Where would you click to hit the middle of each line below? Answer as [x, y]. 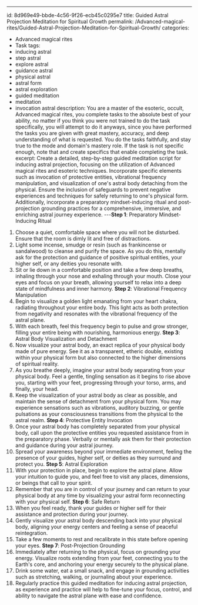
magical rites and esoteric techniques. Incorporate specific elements [98, 171]
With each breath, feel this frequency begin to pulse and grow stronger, [102, 326]
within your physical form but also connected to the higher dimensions [100, 358]
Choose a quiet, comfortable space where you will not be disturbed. [97, 232]
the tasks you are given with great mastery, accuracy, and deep [92, 133]
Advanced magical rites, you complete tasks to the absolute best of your [103, 114]
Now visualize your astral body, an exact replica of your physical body [100, 345]
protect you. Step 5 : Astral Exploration [61, 464]
